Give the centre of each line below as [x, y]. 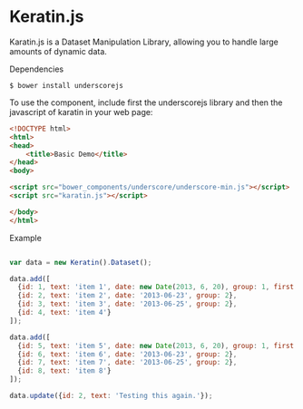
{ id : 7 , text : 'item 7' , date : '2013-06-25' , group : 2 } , [127, 363]
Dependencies [37, 69]
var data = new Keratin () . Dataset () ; [81, 262]
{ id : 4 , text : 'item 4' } [64, 313]
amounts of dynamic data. [58, 51]
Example [26, 238]
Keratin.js [47, 17]
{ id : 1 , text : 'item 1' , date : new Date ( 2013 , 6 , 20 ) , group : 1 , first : [158, 287]
